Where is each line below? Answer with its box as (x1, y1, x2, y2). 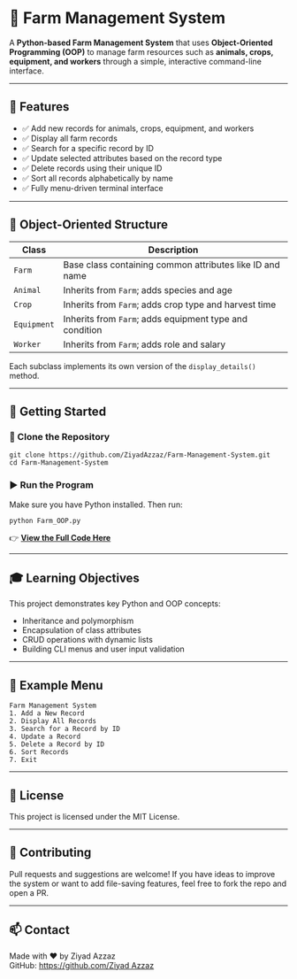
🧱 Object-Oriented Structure (9, 217, 168, 233)
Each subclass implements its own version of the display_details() (9, 360, 256, 371)
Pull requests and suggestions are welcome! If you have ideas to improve (9, 868, 276, 879)
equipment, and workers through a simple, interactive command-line (9, 56, 263, 66)
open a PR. (9, 887, 49, 898)
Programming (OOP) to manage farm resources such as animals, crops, (9, 46, 274, 57)
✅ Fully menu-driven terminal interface (21, 182, 164, 193)
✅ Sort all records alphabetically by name (21, 173, 174, 183)
